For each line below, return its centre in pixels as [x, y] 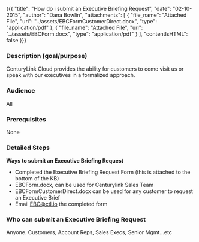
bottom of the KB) [37, 179]
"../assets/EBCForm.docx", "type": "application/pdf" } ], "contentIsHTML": [97, 34]
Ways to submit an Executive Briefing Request [65, 161]
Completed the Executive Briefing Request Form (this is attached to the [102, 172]
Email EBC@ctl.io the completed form [61, 204]
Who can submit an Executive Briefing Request [76, 219]
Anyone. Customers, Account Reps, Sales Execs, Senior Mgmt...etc [89, 232]
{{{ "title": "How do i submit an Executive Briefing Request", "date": [89, 9]
